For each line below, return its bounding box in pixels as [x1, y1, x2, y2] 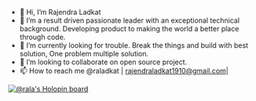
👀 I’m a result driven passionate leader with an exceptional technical [19, 16, 240, 25]
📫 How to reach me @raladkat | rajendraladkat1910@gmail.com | [19, 67, 229, 75]
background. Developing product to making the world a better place [19, 24, 240, 33]
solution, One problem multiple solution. [19, 49, 149, 58]
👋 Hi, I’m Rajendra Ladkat [19, 8, 101, 16]
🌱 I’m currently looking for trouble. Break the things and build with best [19, 41, 249, 50]
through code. [19, 32, 66, 41]
